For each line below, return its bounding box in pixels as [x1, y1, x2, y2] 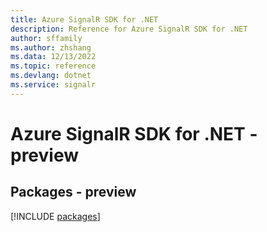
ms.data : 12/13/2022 [10, 52, 97, 62]
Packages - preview [10, 184, 137, 201]
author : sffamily [10, 33, 83, 43]
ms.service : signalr [10, 80, 97, 90]
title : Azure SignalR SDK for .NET [10, 14, 159, 25]
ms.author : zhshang [10, 42, 92, 53]
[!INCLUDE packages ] [10, 210, 101, 222]
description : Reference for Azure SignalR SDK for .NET [10, 24, 248, 34]
